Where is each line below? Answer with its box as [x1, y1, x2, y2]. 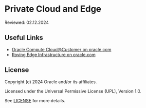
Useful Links [4, 34, 43, 42]
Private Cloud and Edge [4, 3, 102, 15]
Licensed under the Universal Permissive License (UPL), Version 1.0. [4, 88, 142, 94]
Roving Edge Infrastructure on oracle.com [11, 52, 96, 57]
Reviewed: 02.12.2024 [4, 19, 49, 25]
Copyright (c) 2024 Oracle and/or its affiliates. [4, 79, 97, 85]
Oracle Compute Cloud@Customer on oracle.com [11, 46, 111, 52]
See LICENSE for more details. [4, 97, 66, 103]
